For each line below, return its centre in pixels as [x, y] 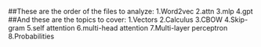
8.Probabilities [31, 36]
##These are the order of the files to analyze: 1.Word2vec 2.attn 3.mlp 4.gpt [130, 11]
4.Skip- [236, 20]
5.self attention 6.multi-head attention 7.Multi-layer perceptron [127, 28]
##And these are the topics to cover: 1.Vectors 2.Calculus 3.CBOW [116, 20]
